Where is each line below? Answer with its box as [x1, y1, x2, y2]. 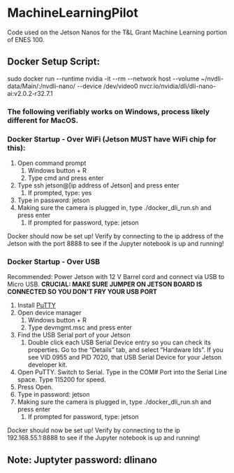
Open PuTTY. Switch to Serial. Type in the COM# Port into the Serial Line [17, 368, 227, 376]
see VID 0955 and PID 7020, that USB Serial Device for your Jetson [27, 353, 222, 362]
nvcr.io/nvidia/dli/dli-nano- [139, 82, 217, 90]
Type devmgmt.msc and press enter [27, 323, 133, 332]
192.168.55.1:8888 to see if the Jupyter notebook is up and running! [7, 434, 200, 442]
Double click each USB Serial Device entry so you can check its [27, 338, 211, 347]
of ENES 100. [7, 35, 45, 43]
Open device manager [17, 309, 82, 317]
